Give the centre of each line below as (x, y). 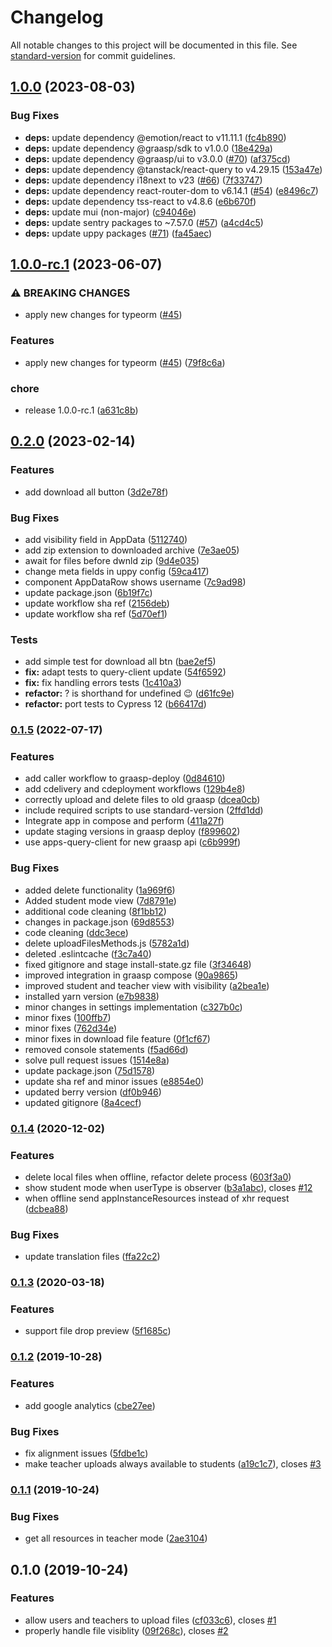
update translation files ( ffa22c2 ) (92, 1257)
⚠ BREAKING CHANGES (70, 293)
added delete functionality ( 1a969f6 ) (100, 890)
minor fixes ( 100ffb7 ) (68, 1017)
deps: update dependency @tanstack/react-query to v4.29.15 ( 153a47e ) (173, 169)
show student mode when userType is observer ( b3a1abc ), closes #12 (168, 1187)
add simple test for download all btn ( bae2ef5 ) (120, 662)
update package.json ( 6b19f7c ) (88, 592)
